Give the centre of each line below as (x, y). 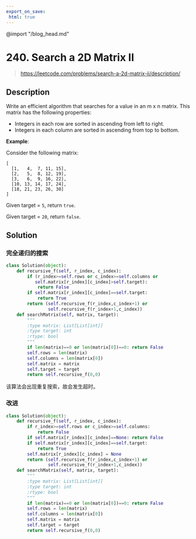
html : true (22, 17)
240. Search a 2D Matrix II (70, 57)
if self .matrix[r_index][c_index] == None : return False (95, 438)
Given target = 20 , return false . (43, 217)
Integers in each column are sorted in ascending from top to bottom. (97, 130)
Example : (18, 142)
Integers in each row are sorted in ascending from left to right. (90, 124)
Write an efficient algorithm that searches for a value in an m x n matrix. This (98, 106)
